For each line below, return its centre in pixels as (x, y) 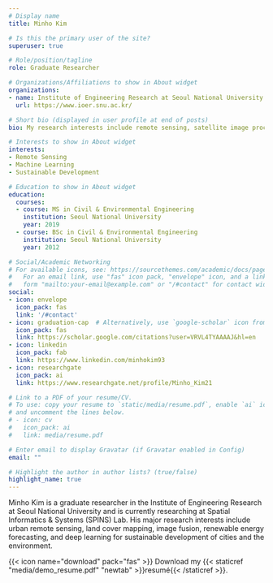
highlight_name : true (45, 480)
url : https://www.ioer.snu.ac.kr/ (74, 105)
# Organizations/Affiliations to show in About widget (103, 83)
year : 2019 (41, 225)
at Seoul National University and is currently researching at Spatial (119, 512)
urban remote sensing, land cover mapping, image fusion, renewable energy (136, 529)
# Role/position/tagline (50, 60)
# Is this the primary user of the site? (80, 38)
